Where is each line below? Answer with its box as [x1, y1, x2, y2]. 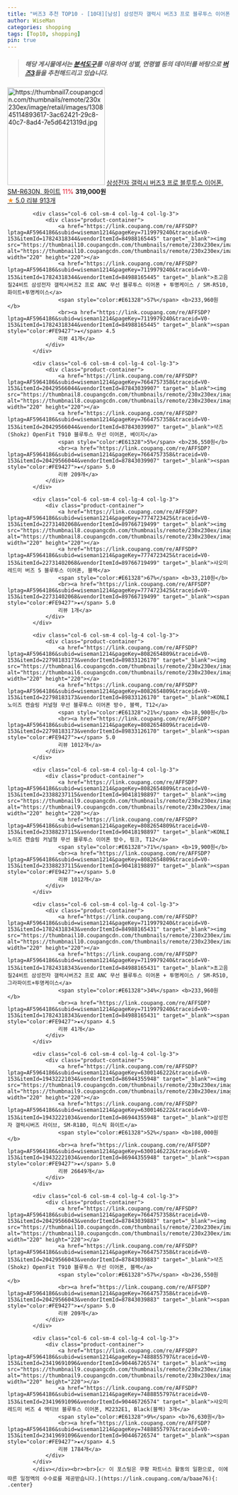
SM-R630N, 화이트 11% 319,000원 [7, 188, 106, 196]
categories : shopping [7, 23, 72, 31]
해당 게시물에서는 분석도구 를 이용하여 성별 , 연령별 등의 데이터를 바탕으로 [24, 60, 222, 68]
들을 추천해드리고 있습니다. [34, 68, 108, 77]
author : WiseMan [7, 17, 55, 24]
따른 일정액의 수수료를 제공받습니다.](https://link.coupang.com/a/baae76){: [7, 1475, 218, 1482]
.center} [7, 1481, 33, 1489]
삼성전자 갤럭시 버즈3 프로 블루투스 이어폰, [106, 178, 225, 187]
